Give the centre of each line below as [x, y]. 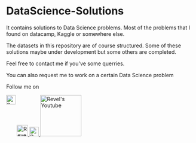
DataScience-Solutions [65, 11]
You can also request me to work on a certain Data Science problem [90, 75]
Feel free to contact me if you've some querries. [65, 63]
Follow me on [23, 86]
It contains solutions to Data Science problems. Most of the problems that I [98, 28]
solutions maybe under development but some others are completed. [91, 51]
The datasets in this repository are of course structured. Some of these [94, 45]
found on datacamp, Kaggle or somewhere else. [65, 34]
